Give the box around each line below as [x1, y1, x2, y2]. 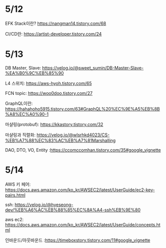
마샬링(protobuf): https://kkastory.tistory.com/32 [5, 121, 104, 127]
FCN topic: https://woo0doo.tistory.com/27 [5, 90, 93, 96]
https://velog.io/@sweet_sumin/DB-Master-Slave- [41, 65, 144, 71]
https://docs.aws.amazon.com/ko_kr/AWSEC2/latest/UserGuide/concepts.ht [5, 221, 161, 228]
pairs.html [5, 192, 26, 198]
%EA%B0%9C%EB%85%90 [5, 70, 64, 76]
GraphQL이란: [5, 100, 33, 106]
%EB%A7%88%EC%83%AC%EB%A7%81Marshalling [5, 137, 116, 143]
